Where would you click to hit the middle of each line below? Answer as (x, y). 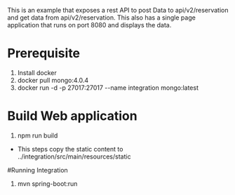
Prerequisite (44, 54)
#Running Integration (38, 170)
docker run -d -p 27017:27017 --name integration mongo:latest (108, 88)
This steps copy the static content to (70, 149)
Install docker (37, 72)
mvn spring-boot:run (47, 183)
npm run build (38, 135)
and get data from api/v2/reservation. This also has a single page (102, 18)
